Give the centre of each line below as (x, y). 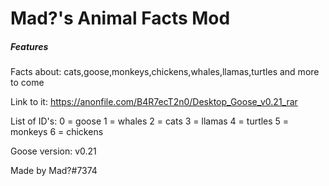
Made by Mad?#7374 (54, 171)
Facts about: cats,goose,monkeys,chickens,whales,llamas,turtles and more (165, 72)
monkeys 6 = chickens (57, 132)
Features (29, 46)
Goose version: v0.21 (53, 151)
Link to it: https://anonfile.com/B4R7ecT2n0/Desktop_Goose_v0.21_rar (154, 102)
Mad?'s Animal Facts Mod (120, 18)
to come (27, 83)
